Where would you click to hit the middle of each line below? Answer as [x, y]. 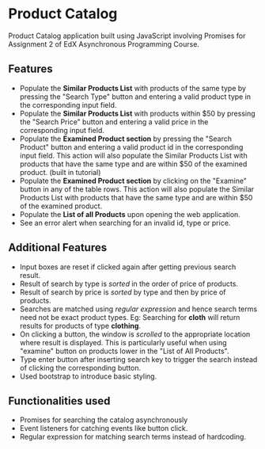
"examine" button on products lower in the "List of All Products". [124, 351]
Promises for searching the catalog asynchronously [104, 420]
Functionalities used [59, 401]
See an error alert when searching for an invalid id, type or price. [125, 223]
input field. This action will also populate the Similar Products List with [133, 155]
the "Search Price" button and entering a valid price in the [114, 122]
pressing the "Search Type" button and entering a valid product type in [135, 97]
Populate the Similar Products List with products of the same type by [133, 88]
